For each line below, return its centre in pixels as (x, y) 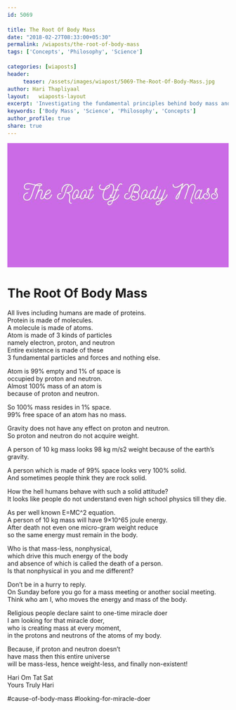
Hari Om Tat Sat (30, 678)
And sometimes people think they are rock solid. (77, 478)
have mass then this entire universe (59, 657)
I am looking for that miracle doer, (56, 621)
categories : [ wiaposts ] (42, 67)
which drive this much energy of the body (68, 556)
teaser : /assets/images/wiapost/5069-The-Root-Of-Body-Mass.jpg (119, 81)
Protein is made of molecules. (50, 320)
